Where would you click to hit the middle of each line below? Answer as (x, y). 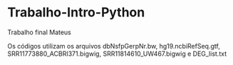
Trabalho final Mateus (39, 32)
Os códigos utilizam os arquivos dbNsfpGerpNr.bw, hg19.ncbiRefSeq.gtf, (114, 46)
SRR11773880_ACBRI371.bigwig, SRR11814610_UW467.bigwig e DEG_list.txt (117, 54)
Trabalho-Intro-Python (76, 12)
